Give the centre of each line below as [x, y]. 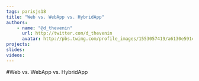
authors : [17, 22]
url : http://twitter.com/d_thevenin [67, 33]
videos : [16, 55]
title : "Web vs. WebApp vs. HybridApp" [55, 17]
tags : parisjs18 [26, 11]
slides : [16, 50]
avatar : [31, 39]
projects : [18, 45]
